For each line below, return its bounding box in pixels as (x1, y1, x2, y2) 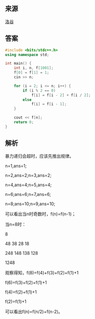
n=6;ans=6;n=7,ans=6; (5, 191, 51, 197)
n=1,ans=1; (5, 163, 27, 169)
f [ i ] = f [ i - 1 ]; (31, 102, 67, 107)
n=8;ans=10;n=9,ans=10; (5, 200, 55, 207)
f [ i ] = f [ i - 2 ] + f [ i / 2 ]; (31, 93, 91, 98)
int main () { (5, 61, 32, 66)
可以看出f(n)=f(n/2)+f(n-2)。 (5, 308, 63, 315)
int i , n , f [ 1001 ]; (14, 66, 54, 71)
